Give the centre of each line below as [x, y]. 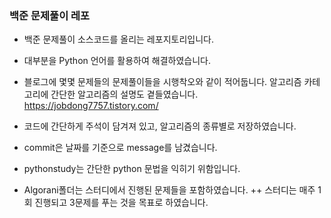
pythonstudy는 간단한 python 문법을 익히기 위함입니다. [132, 169]
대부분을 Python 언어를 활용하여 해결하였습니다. [117, 61]
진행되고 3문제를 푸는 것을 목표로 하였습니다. [121, 203]
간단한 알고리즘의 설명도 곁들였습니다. [124, 94]
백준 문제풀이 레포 [50, 15]
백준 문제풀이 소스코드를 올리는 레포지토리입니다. [118, 39]
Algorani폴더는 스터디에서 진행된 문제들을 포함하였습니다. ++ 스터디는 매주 [169, 190]
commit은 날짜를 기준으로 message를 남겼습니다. [120, 148]
